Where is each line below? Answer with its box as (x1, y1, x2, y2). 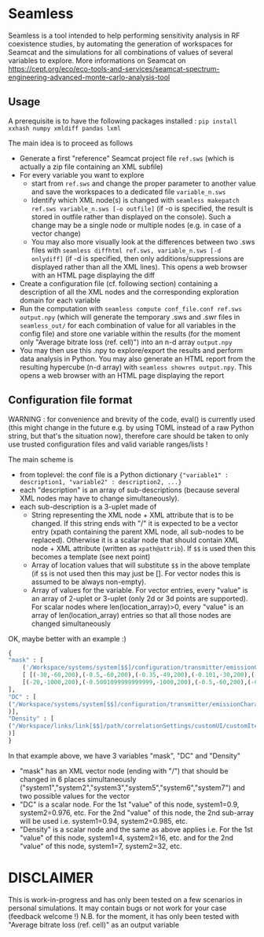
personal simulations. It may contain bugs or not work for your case (8, 903, 227, 913)
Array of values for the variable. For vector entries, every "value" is (31, 585, 248, 594)
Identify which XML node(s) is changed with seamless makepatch (31, 195, 240, 204)
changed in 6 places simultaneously (19, 774, 137, 784)
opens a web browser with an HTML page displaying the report (19, 370, 225, 380)
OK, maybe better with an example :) (8, 634, 127, 643)
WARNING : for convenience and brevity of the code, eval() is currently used (8, 414, 255, 424)
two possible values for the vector (19, 791, 130, 800)
